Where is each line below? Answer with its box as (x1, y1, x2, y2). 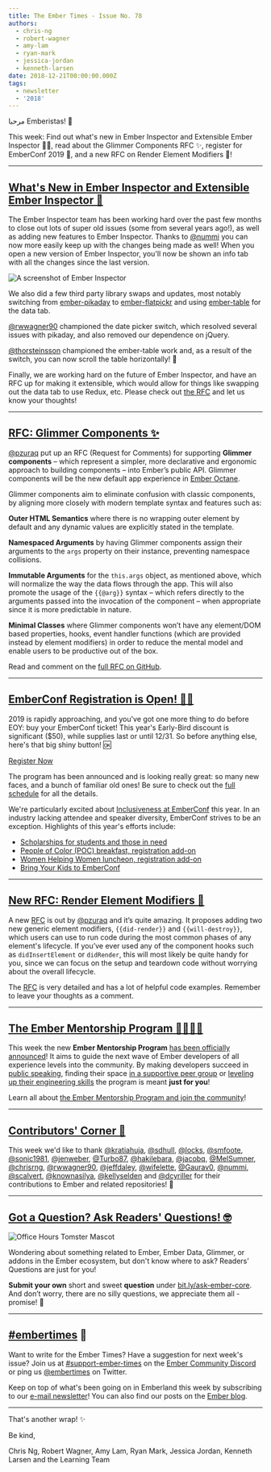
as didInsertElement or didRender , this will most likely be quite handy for (8, 949, 248, 959)
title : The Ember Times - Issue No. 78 (8, 11, 143, 20)
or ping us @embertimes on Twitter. (8, 1366, 127, 1376)
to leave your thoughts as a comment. (8, 990, 135, 1000)
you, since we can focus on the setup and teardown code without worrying (8, 957, 258, 968)
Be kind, (8, 1430, 36, 1440)
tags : (8, 79, 27, 87)
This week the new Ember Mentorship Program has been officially (8, 1043, 231, 1053)
